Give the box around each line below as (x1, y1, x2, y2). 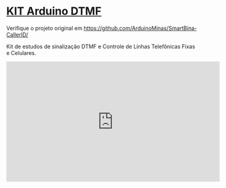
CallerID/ (6, 31, 29, 38)
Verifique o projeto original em (6, 24, 83, 32)
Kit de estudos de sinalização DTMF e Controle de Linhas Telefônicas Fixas (6, 43, 196, 50)
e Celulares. (6, 49, 37, 56)
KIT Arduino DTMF (6, 4, 102, 18)
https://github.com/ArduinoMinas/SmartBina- (83, 24, 197, 32)
